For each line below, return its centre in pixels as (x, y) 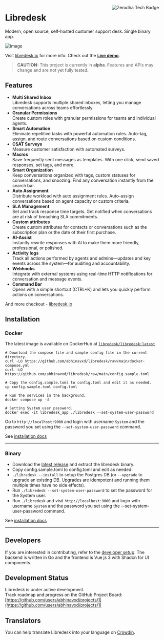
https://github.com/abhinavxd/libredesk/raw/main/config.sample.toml (77, 374)
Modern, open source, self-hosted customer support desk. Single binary (78, 31)
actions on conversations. (38, 294)
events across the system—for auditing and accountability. (71, 263)
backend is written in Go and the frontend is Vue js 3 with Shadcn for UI (77, 557)
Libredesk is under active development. (45, 590)
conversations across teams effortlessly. (53, 107)
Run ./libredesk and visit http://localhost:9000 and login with (76, 500)
